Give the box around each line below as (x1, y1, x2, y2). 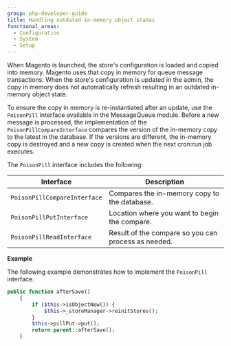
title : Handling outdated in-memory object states (7, 17, 155, 23)
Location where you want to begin (109, 208, 219, 217)
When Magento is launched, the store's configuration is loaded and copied (7, 61, 219, 69)
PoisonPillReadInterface (10, 233, 92, 241)
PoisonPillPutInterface (10, 214, 89, 221)
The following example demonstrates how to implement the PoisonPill (7, 268, 208, 276)
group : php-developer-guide (7, 10, 88, 17)
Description (145, 177, 184, 186)
